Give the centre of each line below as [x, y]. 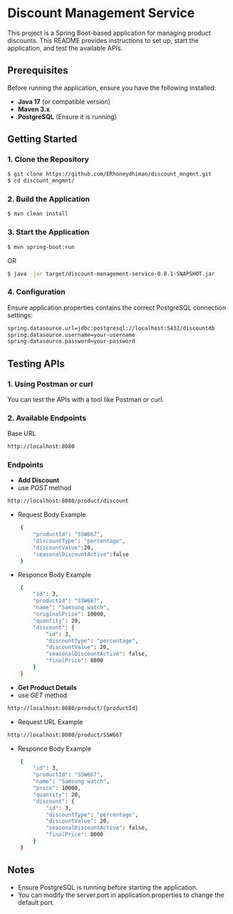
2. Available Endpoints [47, 417]
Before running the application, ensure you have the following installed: [112, 88]
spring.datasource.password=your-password [71, 341]
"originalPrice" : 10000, [70, 614]
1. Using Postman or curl [50, 384]
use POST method [45, 488]
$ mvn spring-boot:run [41, 247]
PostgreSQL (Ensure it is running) [67, 116]
